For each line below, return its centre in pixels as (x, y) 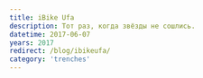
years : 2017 (32, 43)
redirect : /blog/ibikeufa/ (60, 51)
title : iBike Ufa (42, 17)
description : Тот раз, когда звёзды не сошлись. (102, 26)
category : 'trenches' (50, 59)
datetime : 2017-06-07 (50, 34)
